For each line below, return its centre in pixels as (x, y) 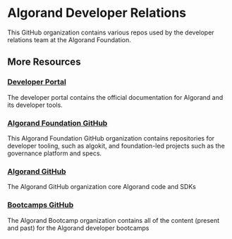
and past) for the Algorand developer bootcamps (78, 228)
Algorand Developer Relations (97, 13)
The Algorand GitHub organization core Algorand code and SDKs (102, 187)
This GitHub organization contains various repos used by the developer (111, 32)
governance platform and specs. (55, 153)
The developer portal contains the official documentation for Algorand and (115, 97)
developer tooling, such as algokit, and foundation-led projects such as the (116, 146)
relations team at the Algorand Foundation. (69, 39)
